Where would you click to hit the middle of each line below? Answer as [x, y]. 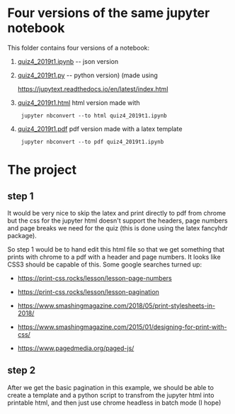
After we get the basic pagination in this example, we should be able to [111, 387]
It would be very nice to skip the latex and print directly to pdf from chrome [117, 213]
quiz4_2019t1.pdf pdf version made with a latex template [100, 128]
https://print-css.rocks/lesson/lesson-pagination [88, 291]
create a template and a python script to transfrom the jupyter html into [111, 395]
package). [22, 235]
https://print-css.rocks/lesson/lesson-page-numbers [94, 278]
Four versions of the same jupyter [109, 13]
